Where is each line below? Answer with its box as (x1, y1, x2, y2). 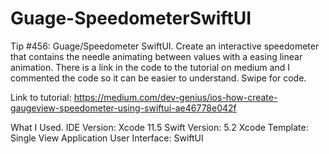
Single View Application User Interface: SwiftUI (10, 132, 204, 144)
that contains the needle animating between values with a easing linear (10, 50, 303, 62)
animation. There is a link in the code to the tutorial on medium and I (10, 61, 290, 73)
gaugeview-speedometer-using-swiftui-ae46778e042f (10, 102, 237, 114)
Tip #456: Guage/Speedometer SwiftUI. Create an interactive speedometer (10, 40, 320, 52)
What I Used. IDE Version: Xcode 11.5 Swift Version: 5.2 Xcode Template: (10, 121, 309, 133)
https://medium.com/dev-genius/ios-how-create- (73, 91, 278, 103)
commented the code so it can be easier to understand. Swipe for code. (10, 72, 307, 84)
